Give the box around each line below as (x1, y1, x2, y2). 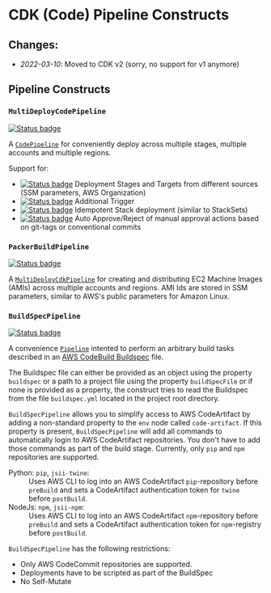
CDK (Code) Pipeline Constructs (8, 6, 229, 24)
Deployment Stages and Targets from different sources (74, 179, 259, 188)
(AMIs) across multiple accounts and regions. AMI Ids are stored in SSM (8, 282, 248, 292)
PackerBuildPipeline (8, 242, 90, 252)
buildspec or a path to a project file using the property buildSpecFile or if (8, 376, 253, 386)
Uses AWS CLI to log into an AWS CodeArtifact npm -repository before (28, 511, 259, 521)
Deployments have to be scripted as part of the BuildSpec (19, 568, 214, 578)
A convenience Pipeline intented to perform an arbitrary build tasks (8, 344, 235, 354)
